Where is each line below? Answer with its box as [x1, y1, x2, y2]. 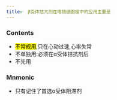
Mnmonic [6, 73, 35, 81]
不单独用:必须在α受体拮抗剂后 [14, 50, 89, 57]
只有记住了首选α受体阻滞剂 [14, 87, 82, 95]
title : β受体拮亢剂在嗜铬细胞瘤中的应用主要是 [6, 8, 111, 15]
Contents [6, 28, 34, 37]
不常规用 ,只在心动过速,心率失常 [14, 43, 92, 50]
